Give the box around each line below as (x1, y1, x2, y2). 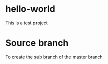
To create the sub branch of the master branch (5, 54, 103, 60)
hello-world (5, 3, 56, 15)
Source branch (5, 37, 69, 49)
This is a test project (5, 20, 48, 26)
